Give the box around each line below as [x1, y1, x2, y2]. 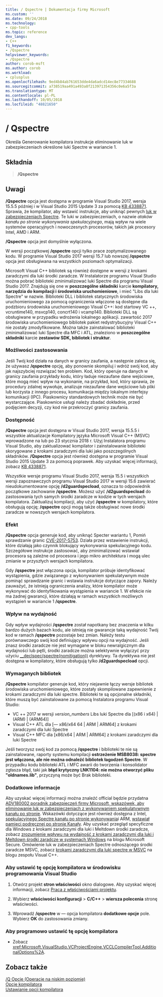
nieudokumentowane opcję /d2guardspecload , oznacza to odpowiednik [5, 483, 150, 489]
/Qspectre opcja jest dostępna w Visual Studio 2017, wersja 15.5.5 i [5, 428, 140, 433]
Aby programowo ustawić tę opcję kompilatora [5, 928, 118, 934]
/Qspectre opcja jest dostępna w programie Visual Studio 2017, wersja [5, 198, 146, 204]
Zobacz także [5, 963, 48, 972]
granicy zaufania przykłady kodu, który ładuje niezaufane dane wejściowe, [5, 373, 155, 379]
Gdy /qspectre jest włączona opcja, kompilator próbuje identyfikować [5, 567, 145, 573]
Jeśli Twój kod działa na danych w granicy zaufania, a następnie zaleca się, [5, 358, 156, 363]
